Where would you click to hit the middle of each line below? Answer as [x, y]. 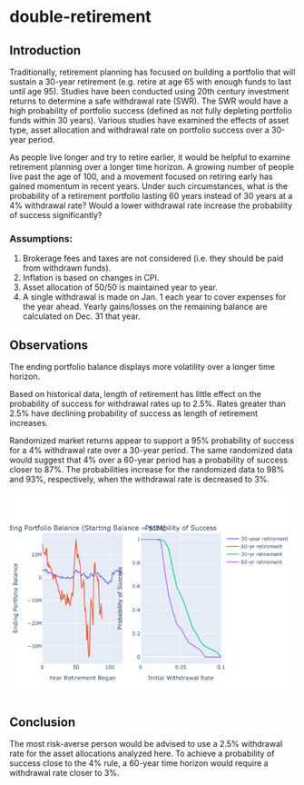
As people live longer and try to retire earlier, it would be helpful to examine [150, 157]
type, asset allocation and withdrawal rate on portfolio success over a [139, 130]
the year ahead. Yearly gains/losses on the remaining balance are [145, 307]
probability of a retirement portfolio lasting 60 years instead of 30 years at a [151, 196]
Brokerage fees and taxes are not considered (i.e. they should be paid [153, 258]
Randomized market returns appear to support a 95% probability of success [152, 441]
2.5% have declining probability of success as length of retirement [134, 413]
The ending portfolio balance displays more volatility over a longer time [142, 367]
